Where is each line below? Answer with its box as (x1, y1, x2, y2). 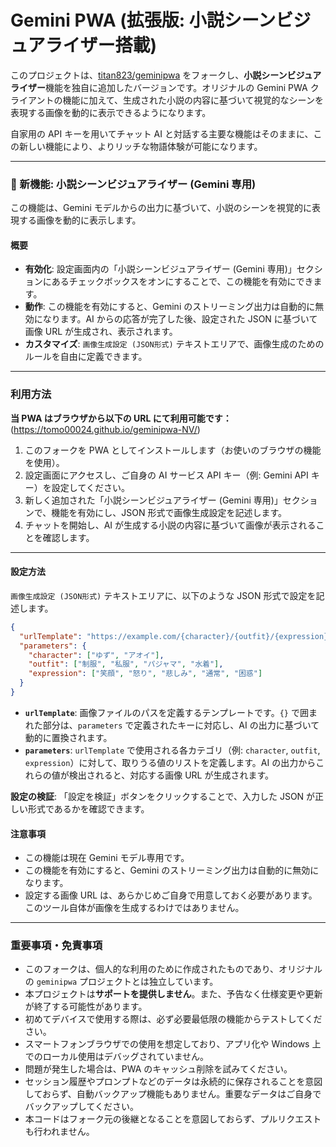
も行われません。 (24, 1126, 95, 1138)
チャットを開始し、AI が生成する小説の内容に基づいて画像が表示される (24, 519, 317, 531)
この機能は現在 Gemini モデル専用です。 (24, 852, 190, 864)
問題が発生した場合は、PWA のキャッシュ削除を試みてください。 (24, 1063, 293, 1075)
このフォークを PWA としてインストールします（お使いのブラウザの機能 (24, 444, 322, 456)
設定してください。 (51, 481, 130, 493)
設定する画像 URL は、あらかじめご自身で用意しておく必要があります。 (24, 889, 318, 901)
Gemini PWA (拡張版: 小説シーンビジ (10, 9, 312, 32)
